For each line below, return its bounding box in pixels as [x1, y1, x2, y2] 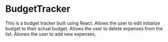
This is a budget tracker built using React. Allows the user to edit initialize [5, 20, 160, 26]
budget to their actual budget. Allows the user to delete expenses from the [5, 25, 163, 31]
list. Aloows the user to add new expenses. [5, 31, 96, 37]
